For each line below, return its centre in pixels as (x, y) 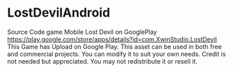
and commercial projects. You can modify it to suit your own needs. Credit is (116, 54)
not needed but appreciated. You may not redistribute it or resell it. (103, 61)
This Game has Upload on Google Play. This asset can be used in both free (115, 46)
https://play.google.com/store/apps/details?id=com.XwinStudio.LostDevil (112, 39)
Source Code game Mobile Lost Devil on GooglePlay (82, 32)
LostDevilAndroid (59, 13)
